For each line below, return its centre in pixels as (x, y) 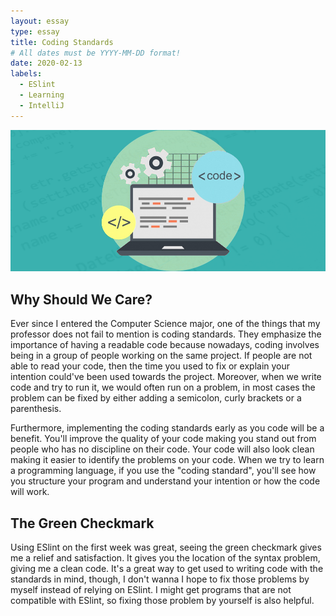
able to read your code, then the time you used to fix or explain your (150, 366)
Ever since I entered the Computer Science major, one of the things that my (165, 324)
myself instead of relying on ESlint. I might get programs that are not (151, 590)
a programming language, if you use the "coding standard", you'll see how (163, 471)
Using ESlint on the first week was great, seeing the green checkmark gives (166, 547)
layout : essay (40, 21)
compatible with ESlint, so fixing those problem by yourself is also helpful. (162, 601)
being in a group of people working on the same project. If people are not (161, 356)
